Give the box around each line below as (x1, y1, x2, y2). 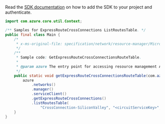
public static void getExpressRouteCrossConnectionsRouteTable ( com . (14, 73, 157, 78)
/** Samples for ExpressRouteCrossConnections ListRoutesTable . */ (5, 27, 146, 32)
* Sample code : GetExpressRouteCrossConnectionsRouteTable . (16, 55, 141, 60)
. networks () (31, 82, 56, 87)
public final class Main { (5, 32, 60, 37)
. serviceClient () (31, 92, 67, 97)
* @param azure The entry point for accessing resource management (16, 64, 157, 69)
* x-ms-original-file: (16, 41, 63, 46)
